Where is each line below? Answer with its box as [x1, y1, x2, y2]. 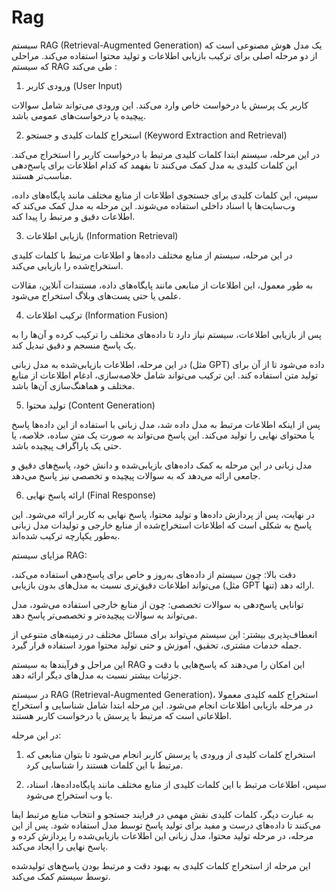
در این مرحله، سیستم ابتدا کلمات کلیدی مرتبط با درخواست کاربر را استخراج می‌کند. [11, 148, 321, 160]
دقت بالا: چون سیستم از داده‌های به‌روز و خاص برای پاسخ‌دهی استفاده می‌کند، [11, 568, 296, 580]
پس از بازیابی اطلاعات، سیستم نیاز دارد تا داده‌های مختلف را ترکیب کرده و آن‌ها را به [11, 328, 322, 340]
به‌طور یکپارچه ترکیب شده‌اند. [11, 529, 121, 541]
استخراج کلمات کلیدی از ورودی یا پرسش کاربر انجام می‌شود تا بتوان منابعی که [25, 748, 316, 760]
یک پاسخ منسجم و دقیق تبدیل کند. [11, 339, 137, 351]
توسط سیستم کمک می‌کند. [11, 870, 111, 882]
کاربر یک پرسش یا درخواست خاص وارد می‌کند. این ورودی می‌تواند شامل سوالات [11, 99, 309, 111]
